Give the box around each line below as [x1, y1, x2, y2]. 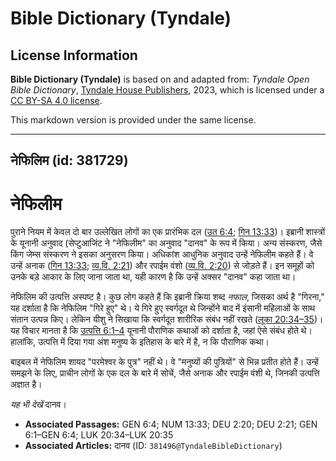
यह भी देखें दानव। [10, 398, 67, 411]
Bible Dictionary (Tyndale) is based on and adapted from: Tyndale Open [10, 73, 310, 85]
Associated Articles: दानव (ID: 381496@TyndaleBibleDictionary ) [24, 440, 283, 452]
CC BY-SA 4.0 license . [10, 95, 103, 106]
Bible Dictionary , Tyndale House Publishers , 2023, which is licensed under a [10, 84, 325, 96]
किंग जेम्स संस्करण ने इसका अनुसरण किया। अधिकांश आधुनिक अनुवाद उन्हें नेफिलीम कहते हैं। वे [10, 248, 314, 261]
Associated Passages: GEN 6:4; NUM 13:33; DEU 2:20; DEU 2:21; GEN [24, 418, 318, 431]
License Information [10, 47, 138, 64]
